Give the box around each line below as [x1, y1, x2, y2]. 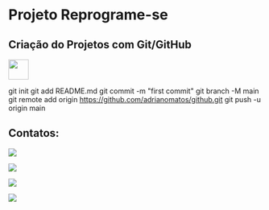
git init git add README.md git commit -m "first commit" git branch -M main [8, 86, 259, 96]
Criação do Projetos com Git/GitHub [8, 38, 192, 51]
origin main [8, 103, 46, 113]
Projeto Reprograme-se [8, 6, 169, 24]
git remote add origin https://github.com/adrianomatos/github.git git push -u [8, 95, 262, 104]
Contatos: [8, 126, 60, 140]
